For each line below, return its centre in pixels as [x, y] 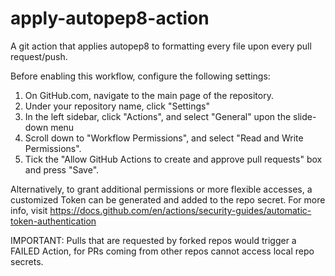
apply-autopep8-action [110, 18]
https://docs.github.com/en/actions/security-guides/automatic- [180, 210]
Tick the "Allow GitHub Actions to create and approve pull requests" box [173, 159]
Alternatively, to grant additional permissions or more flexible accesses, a [161, 189]
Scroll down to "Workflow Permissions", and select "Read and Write [164, 138]
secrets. [27, 261]
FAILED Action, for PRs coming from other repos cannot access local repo [162, 251]
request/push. [39, 56]
